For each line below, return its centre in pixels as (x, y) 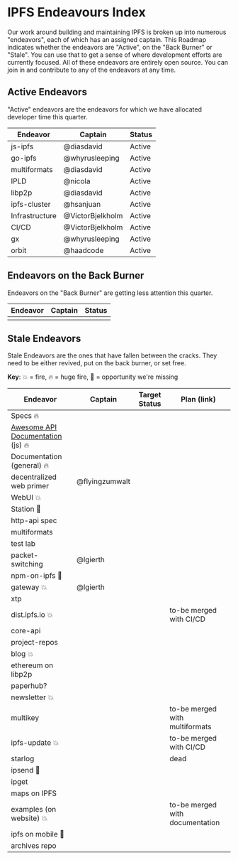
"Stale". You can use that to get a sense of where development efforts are (115, 55)
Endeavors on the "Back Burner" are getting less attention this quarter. (110, 293)
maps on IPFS (34, 793)
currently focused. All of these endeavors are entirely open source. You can (118, 62)
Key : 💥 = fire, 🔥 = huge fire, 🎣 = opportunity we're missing (93, 377)
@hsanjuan (82, 204)
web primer (30, 486)
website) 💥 (29, 818)
